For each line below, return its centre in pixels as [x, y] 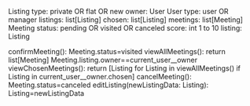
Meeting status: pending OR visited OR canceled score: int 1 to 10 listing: [125, 28]
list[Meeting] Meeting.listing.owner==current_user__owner [103, 60]
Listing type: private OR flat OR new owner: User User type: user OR [119, 11]
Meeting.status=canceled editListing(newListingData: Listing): [108, 85]
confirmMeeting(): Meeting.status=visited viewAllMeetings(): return [117, 51]
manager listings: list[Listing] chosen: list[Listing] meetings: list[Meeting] [126, 20]
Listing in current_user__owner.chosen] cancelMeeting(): [100, 77]
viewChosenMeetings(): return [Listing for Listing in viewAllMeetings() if [125, 68]
